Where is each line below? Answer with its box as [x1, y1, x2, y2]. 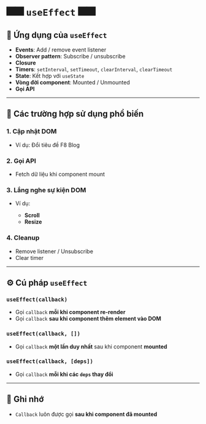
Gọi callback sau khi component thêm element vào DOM [15, 315, 161, 323]
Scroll [24, 211, 40, 219]
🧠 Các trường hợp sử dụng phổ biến [6, 109, 144, 119]
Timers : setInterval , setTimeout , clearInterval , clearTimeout [15, 66, 173, 73]
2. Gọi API [6, 156, 37, 165]
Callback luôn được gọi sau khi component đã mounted [15, 410, 158, 418]
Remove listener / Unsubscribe [15, 248, 94, 255]
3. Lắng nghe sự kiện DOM [6, 186, 86, 194]
